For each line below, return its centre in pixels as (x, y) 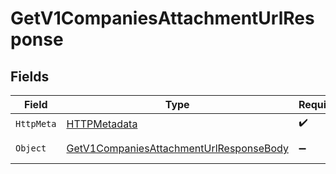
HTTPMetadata (102, 124)
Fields (30, 76)
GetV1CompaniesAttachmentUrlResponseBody (177, 148)
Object (31, 148)
